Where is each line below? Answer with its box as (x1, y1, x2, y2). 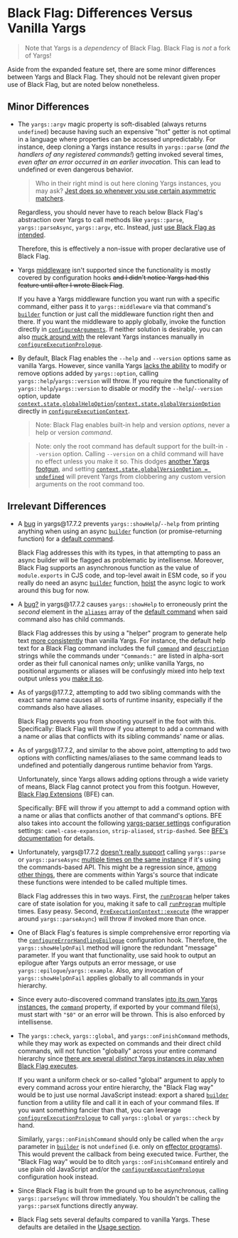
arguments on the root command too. (35, 479, 145, 488)
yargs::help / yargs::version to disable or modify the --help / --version (17, 384, 223, 392)
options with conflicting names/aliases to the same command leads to (17, 753, 222, 762)
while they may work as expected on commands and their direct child (17, 1039, 222, 1047)
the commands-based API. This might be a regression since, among (17, 863, 217, 871)
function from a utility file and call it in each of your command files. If (17, 1098, 220, 1106)
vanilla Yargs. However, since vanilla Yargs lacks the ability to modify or (17, 361, 227, 369)
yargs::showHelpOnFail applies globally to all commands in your (17, 973, 205, 982)
